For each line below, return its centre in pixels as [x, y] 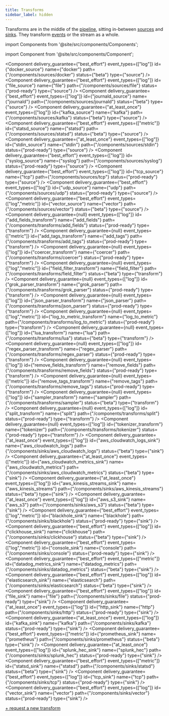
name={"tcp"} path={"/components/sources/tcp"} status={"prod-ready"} [81, 177]
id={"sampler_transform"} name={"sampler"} [71, 397]
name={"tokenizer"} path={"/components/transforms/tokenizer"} [73, 429]
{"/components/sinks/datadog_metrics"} [47, 569]
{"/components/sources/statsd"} [39, 134]
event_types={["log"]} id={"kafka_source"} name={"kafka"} [67, 112]
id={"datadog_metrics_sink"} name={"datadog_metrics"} [64, 564]
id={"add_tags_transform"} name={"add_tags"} [80, 236]
